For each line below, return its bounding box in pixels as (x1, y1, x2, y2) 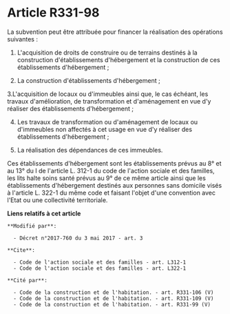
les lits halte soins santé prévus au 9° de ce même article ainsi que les (7, 174, 207, 182)
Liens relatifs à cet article (7, 209, 81, 217)
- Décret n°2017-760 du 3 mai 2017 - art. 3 (13, 235, 143, 242)
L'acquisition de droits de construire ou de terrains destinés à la (17, 48, 198, 57)
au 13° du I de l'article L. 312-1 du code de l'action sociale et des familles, (7, 166, 215, 175)
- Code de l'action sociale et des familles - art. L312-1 (13, 259, 187, 266)
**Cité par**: (7, 277, 48, 284)
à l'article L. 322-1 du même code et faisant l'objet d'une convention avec (7, 188, 216, 197)
